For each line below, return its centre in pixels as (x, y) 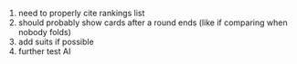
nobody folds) (44, 32)
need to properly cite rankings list (81, 13)
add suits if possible (56, 41)
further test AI (44, 51)
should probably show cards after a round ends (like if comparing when (153, 23)
